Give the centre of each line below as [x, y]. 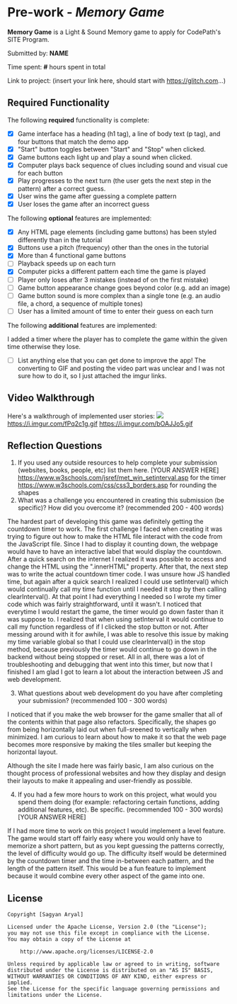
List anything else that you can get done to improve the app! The [112, 360]
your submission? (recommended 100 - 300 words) [92, 701]
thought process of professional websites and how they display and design [117, 773]
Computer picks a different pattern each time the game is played [112, 272]
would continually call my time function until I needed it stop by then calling [117, 589]
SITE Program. [28, 39]
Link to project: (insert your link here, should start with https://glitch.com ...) [117, 80]
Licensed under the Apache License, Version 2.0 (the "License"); [107, 927]
